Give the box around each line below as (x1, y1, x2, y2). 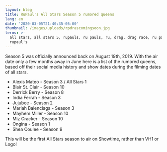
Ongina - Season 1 (12, 121, 51, 127)
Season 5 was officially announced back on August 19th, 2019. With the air (5, 53, 158, 59)
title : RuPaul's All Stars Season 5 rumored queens (5, 12, 114, 17)
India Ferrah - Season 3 (12, 94, 61, 100)
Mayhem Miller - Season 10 (12, 110, 69, 116)
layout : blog (5, 7, 32, 12)
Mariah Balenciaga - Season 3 (12, 105, 75, 111)
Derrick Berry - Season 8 (12, 89, 64, 95)
